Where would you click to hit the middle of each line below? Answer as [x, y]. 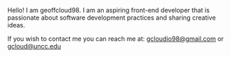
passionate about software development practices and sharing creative [112, 18]
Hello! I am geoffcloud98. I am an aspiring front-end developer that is [108, 10]
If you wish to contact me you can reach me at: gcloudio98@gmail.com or [116, 39]
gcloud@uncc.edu [34, 46]
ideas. [16, 25]
